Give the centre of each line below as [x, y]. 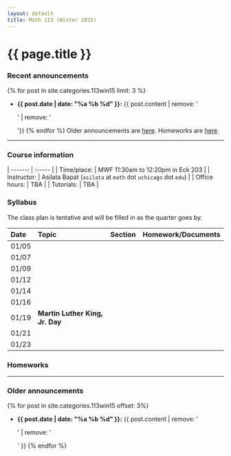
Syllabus [22, 203]
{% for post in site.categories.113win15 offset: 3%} [78, 406]
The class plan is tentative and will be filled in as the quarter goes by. [105, 217]
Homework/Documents [181, 234]
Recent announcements [48, 75]
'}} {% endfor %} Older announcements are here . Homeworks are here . [118, 130]
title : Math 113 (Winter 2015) [52, 20]
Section [123, 234]
